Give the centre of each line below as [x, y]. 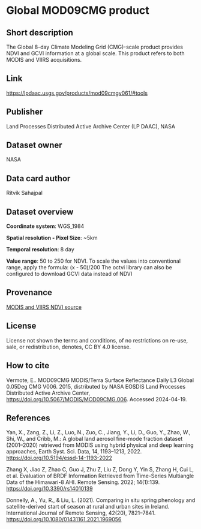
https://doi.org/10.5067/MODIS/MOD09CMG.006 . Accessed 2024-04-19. [97, 399]
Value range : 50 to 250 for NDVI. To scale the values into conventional [94, 261]
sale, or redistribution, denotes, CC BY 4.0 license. [68, 347]
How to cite [28, 366]
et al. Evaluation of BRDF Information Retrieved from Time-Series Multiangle [100, 476]
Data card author [38, 178]
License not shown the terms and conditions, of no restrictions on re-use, [97, 340]
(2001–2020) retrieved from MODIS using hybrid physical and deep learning [100, 445]
